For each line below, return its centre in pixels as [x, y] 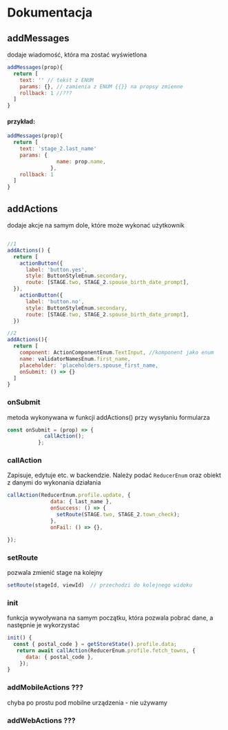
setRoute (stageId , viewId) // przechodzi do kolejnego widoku [100, 585]
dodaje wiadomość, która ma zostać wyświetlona [77, 54]
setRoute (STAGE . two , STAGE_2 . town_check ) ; [118, 515]
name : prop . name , [81, 161]
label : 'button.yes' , [56, 270]
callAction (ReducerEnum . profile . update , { [69, 495]
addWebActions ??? [41, 720]
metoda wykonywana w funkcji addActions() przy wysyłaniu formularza [108, 417]
